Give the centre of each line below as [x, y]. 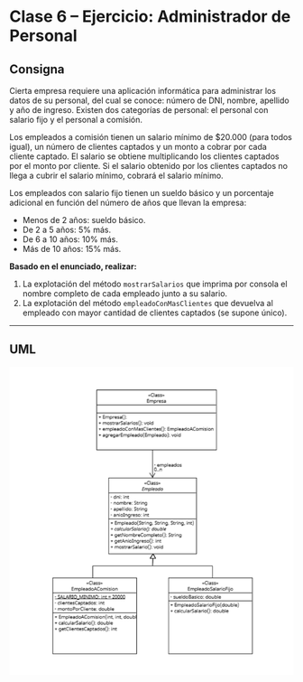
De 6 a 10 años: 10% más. [70, 239]
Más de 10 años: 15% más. [72, 249]
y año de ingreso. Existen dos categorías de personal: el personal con [139, 110]
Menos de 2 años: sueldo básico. [84, 220]
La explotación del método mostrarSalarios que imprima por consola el [155, 284]
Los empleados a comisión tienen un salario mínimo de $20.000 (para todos [151, 137]
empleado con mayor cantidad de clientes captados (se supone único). [155, 313]
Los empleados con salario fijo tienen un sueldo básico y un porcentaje [142, 193]
